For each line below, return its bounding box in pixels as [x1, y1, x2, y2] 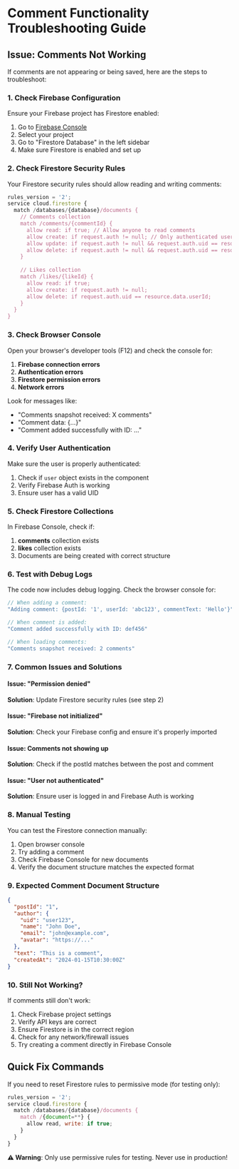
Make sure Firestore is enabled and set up [17, 146, 142, 154]
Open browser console [17, 840, 85, 849]
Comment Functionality [7, 5, 149, 21]
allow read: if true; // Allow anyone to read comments [26, 226, 196, 233]
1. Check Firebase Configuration [7, 93, 121, 103]
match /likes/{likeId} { [20, 273, 94, 280]
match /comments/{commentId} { [20, 220, 113, 228]
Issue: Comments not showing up [7, 744, 109, 752]
